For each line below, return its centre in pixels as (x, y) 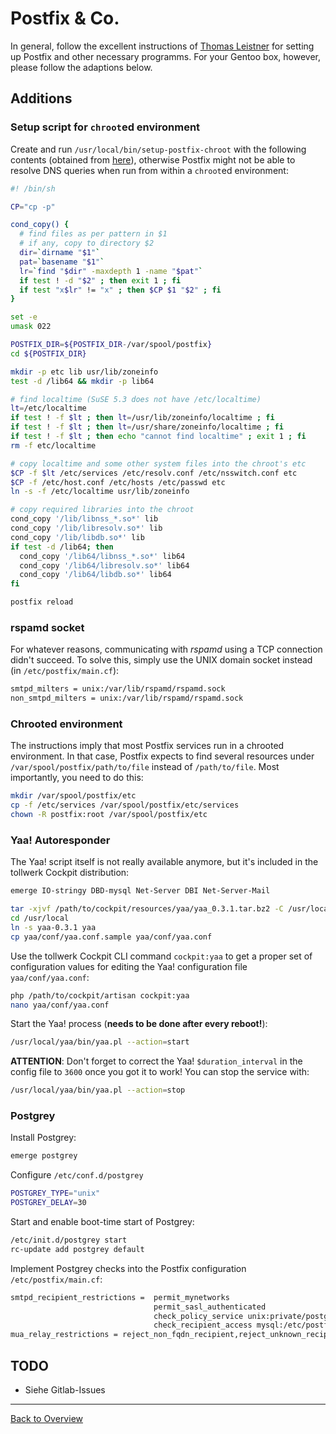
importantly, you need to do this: (77, 778)
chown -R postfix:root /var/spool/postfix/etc (109, 815)
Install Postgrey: (43, 1138)
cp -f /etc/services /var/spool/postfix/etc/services (125, 805)
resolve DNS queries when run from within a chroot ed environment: (149, 170)
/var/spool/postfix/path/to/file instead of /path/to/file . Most (145, 767)
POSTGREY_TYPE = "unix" (55, 1193)
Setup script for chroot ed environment (105, 127)
